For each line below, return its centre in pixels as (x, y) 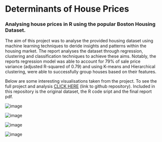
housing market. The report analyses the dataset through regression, (74, 51)
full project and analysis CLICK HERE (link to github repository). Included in (80, 87)
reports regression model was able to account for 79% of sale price (73, 61)
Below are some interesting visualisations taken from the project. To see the (81, 81)
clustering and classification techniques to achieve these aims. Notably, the (81, 56)
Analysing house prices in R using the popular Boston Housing (80, 24)
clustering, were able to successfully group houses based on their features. (81, 72)
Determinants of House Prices (67, 9)
